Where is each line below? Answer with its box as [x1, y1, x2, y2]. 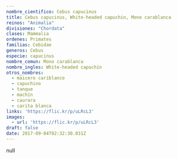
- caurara [11, 97, 36, 103]
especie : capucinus [6, 53, 55, 59]
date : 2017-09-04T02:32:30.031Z [6, 130, 86, 137]
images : [6, 114, 26, 120]
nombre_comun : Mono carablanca [6, 58, 84, 64]
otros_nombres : [6, 70, 44, 76]
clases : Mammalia [6, 31, 49, 37]
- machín [11, 92, 33, 98]
